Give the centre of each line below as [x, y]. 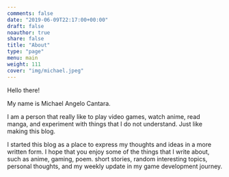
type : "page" [26, 52]
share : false [26, 39]
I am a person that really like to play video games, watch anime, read [104, 116]
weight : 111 [24, 64]
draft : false [26, 26]
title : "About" [29, 45]
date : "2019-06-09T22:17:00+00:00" [58, 20]
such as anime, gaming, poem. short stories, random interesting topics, [107, 159]
